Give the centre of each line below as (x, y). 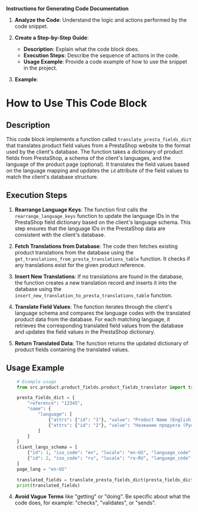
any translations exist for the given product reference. (80, 265)
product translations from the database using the (74, 252)
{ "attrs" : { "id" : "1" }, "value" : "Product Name (108, 420)
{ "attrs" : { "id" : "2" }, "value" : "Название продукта (114, 425)
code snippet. (31, 26)
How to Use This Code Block (77, 103)
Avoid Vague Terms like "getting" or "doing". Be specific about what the (102, 497)
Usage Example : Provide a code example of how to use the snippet (105, 62)
